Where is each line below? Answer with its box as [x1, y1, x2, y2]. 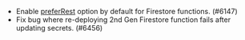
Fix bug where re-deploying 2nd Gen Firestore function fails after [15, 15, 231, 24]
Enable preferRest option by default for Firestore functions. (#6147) [15, 7, 238, 16]
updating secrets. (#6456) [15, 24, 103, 32]
